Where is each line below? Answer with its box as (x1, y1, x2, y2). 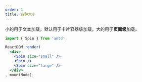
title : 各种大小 (5, 12, 36, 17)
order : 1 (5, 7, 23, 12)
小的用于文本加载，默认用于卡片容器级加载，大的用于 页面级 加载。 (5, 26, 140, 32)
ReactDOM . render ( (5, 45, 41, 50)
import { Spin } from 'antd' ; (5, 36, 68, 41)
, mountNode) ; (5, 72, 35, 77)
